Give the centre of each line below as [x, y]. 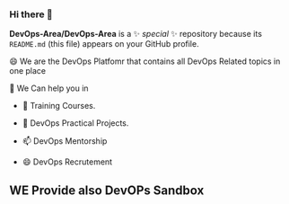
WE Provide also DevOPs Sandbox [107, 190]
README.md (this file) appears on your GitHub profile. [104, 44]
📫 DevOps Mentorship [65, 141]
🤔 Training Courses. [59, 106]
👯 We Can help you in [49, 88]
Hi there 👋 [31, 14]
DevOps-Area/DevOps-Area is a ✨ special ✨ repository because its [136, 34]
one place [28, 71]
